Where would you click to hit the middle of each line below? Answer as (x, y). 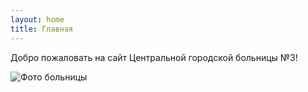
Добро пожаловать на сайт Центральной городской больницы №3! (154, 57)
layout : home (37, 19)
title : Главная (42, 29)
